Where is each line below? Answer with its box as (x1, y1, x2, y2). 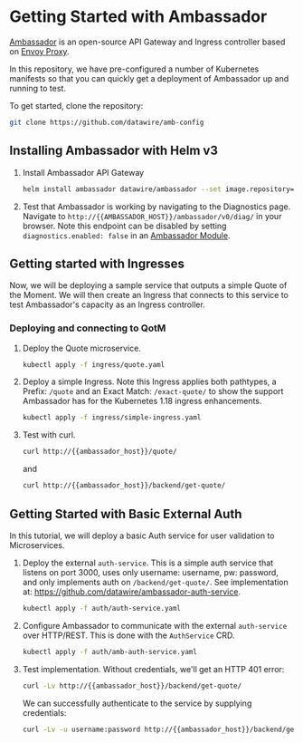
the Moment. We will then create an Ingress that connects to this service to (9, 290, 289, 301)
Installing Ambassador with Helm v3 (9, 143, 219, 159)
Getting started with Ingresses (9, 256, 185, 271)
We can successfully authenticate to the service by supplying (22, 698, 252, 709)
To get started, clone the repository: (9, 100, 144, 111)
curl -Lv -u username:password (22, 725, 141, 734)
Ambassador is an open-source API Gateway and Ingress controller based (9, 36, 286, 47)
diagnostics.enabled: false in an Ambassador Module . (22, 229, 231, 241)
